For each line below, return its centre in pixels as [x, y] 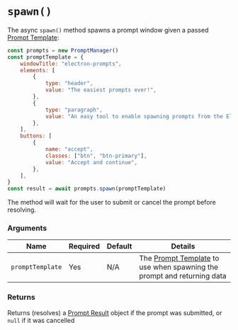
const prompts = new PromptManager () [63, 50]
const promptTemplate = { [45, 57]
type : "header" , [69, 84]
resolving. [22, 210]
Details [183, 246]
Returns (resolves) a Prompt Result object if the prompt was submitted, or [115, 312]
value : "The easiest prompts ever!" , [101, 90]
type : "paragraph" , [74, 110]
